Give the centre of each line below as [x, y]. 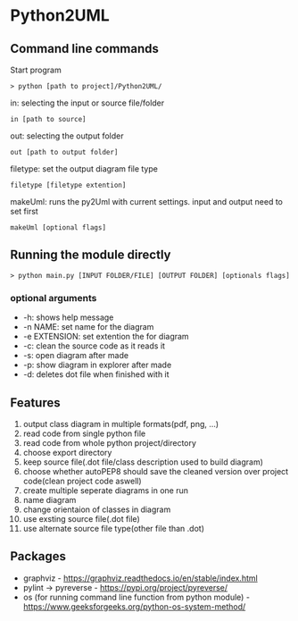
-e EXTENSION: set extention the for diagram [106, 337]
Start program [36, 70]
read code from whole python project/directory [110, 442]
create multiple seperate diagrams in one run [105, 490]
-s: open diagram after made [75, 356]
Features [35, 403]
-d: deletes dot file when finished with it [96, 374]
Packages [38, 556]
